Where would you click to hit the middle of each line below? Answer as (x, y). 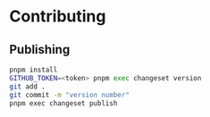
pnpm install (34, 70)
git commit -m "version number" (69, 95)
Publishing (40, 50)
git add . (28, 87)
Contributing (58, 17)
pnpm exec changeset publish (63, 103)
